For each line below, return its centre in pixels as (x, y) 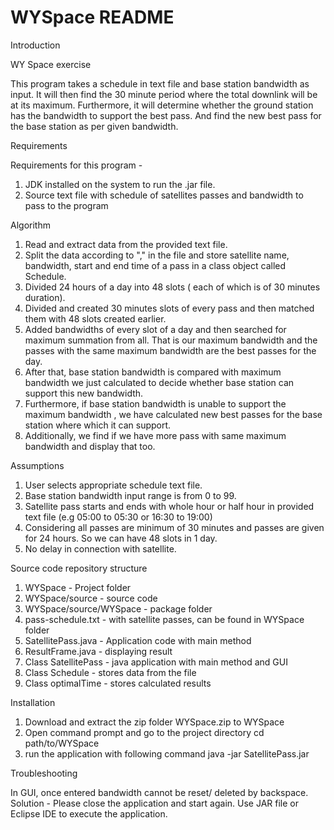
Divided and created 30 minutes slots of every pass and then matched (169, 308)
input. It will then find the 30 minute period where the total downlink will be (164, 94)
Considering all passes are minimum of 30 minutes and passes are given (174, 527)
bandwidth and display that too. (90, 446)
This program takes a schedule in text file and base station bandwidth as (160, 83)
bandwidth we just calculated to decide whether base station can (159, 382)
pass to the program (66, 205)
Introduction (35, 45)
